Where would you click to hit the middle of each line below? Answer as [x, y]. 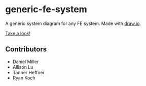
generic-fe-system [46, 9]
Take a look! [18, 33]
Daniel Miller [26, 62]
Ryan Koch [24, 78]
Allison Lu [23, 67]
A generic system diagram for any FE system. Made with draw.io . [73, 23]
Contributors [26, 49]
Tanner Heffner [28, 72]
